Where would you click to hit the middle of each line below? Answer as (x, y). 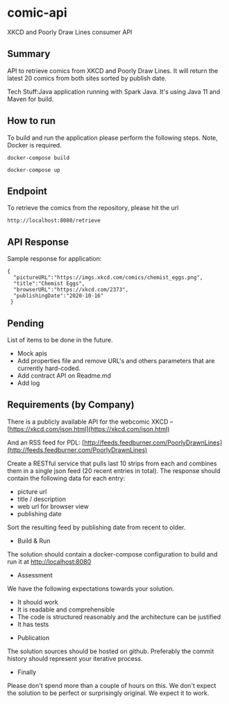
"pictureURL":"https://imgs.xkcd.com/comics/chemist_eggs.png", (108, 278)
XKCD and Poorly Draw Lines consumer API (70, 32)
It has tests (33, 624)
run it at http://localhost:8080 (49, 561)
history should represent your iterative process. (75, 658)
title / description (41, 499)
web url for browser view (53, 506)
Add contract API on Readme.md (64, 376)
